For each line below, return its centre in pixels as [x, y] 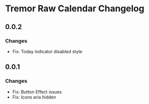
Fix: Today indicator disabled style [47, 51]
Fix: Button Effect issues [37, 92]
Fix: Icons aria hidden [34, 97]
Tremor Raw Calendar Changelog [75, 9]
